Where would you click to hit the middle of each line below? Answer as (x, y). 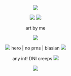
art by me (35, 28)
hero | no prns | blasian (35, 48)
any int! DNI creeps (32, 58)
